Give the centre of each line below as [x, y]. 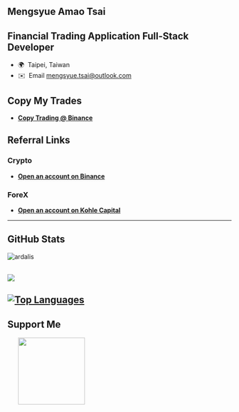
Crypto [20, 161]
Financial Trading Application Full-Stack [98, 36]
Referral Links [39, 140]
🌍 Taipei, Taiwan [43, 65]
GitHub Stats [36, 240]
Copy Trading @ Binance [55, 118]
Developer [31, 47]
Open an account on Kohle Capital [69, 210]
